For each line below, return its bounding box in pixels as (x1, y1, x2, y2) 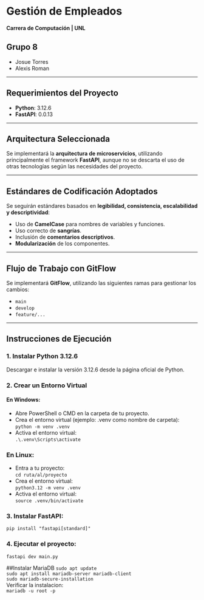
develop (15, 305, 35, 311)
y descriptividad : (6, 209, 50, 216)
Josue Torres (15, 58, 49, 65)
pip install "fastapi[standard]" (6, 526, 91, 532)
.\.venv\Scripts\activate (15, 436, 81, 443)
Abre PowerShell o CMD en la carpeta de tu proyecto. (15, 409, 150, 417)
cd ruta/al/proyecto (15, 472, 67, 478)
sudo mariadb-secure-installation (6, 576, 94, 582)
